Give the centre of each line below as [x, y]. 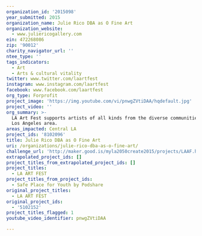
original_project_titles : [38, 190]
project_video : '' [29, 107]
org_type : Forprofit [32, 95]
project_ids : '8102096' [36, 135]
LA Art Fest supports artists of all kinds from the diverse [90, 118]
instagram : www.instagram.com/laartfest [58, 85]
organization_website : [35, 29]
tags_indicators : [28, 62]
